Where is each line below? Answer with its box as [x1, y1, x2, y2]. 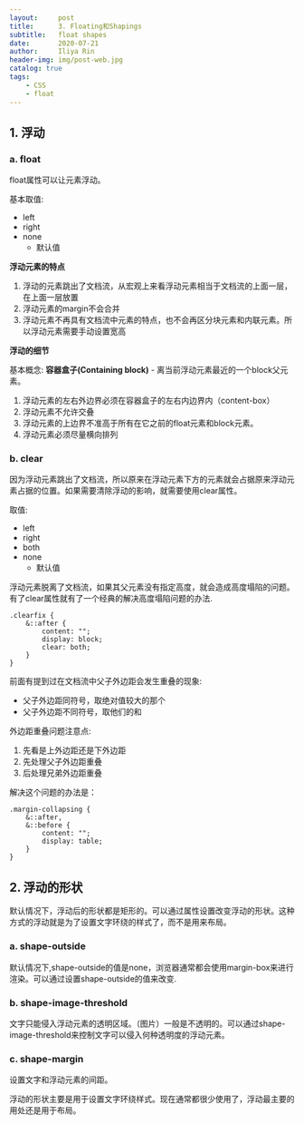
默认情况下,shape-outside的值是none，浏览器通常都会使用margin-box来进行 [9, 962, 294, 973]
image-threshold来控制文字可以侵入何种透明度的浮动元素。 [9, 1029, 230, 1040]
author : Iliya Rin [9, 47, 95, 56]
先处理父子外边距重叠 [22, 757, 102, 767]
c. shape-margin [9, 1052, 84, 1065]
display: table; [42, 836, 103, 846]
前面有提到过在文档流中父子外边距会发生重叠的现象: [9, 676, 203, 687]
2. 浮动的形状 [9, 879, 83, 894]
